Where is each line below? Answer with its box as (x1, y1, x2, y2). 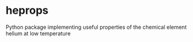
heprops (5, 4, 49, 17)
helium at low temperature (5, 29, 71, 37)
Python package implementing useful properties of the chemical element (5, 23, 187, 31)
